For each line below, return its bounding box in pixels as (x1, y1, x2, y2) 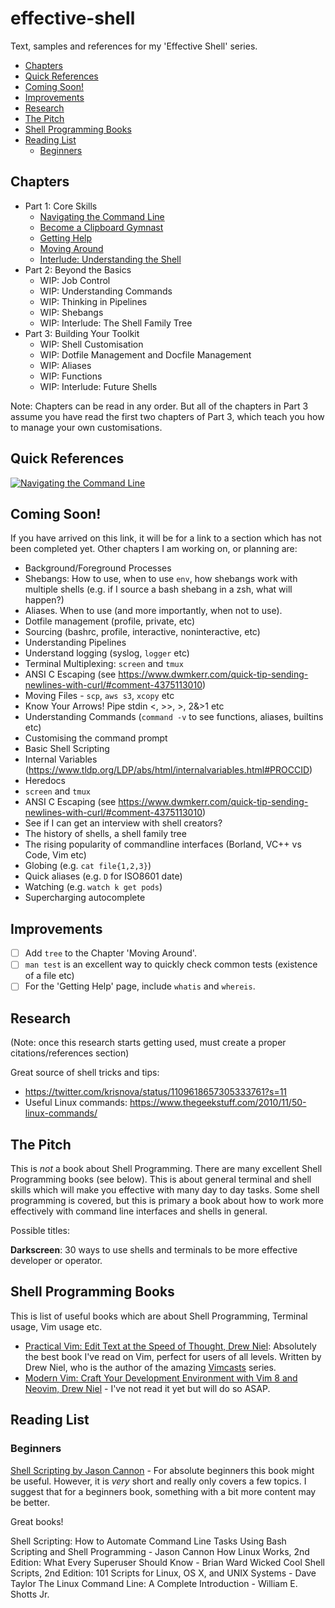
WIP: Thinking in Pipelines (39, 295, 148, 307)
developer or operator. (10, 1255, 103, 1266)
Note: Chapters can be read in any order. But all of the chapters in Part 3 (10, 400, 309, 412)
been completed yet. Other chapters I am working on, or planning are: (10, 543, 298, 555)
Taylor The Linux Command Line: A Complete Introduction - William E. (10, 1577, 298, 1589)
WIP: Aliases (39, 359, 92, 371)
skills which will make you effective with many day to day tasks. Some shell (10, 1184, 320, 1196)
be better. (10, 1496, 51, 1508)
